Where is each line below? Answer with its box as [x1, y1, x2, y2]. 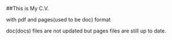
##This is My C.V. [6, 5, 49, 12]
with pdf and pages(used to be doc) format [6, 16, 111, 23]
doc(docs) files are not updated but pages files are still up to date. [6, 27, 167, 34]
